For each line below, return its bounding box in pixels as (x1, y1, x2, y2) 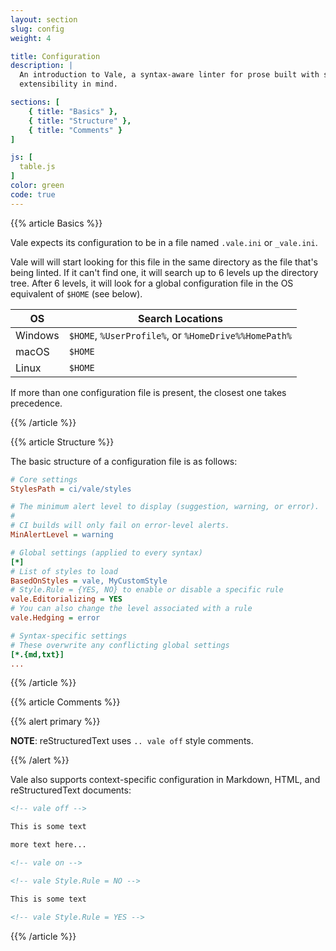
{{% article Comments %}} (10, 696, 121, 708)
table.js (19, 162, 56, 172)
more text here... (10, 840, 87, 850)
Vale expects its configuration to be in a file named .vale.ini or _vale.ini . (10, 236, 318, 248)
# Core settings (10, 474, 78, 485)
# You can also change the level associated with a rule (10, 604, 253, 614)
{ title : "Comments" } (28, 125, 123, 135)
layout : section (10, 14, 78, 25)
